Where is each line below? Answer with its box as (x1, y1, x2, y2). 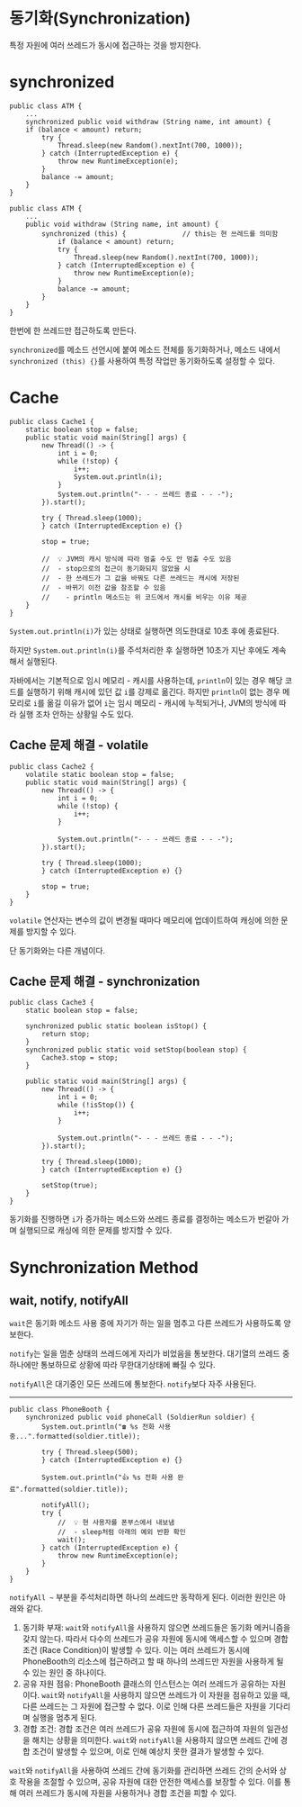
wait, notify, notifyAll (9, 1293, 129, 1308)
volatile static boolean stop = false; (25, 770, 175, 779)
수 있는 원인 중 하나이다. (22, 1667, 107, 1678)
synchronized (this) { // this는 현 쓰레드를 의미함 (41, 229, 279, 239)
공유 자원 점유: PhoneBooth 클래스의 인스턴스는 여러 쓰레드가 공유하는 (22, 1678, 270, 1689)
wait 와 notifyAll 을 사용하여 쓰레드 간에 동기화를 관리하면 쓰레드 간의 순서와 (9, 1766, 278, 1776)
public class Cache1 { (9, 417, 94, 426)
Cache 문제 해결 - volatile (9, 737, 149, 753)
